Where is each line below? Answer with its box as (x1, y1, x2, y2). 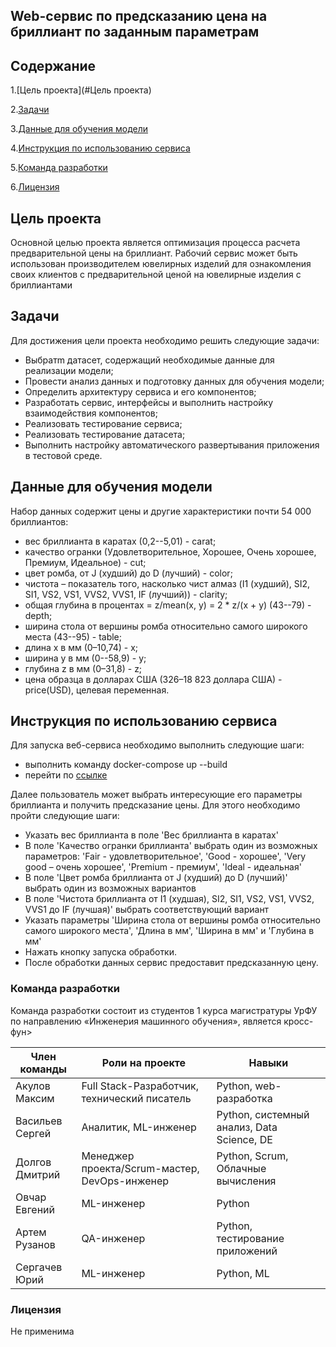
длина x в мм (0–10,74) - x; (24, 641, 139, 653)
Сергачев (15, 1260, 63, 1274)
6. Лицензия (10, 181, 60, 193)
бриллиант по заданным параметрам (10, 24, 260, 41)
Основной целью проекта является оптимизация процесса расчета (10, 237, 301, 249)
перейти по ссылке (24, 769, 108, 781)
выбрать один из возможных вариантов (24, 882, 197, 894)
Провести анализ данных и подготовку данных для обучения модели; (24, 375, 325, 387)
